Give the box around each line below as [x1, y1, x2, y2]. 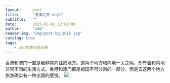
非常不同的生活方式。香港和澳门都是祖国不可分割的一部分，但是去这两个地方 [5, 66, 165, 72]
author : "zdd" [5, 26, 44, 31]
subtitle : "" [5, 17, 37, 22]
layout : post [5, 7, 42, 13]
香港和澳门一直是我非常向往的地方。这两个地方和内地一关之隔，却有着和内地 [5, 59, 165, 66]
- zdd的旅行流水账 [14, 45, 49, 50]
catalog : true [5, 36, 35, 41]
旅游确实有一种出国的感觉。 [5, 72, 63, 78]
